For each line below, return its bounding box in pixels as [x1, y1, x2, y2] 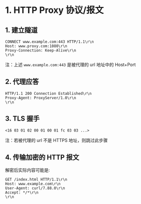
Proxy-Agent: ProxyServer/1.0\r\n [5, 95, 77, 100]
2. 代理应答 [5, 77, 39, 86]
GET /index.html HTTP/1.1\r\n [5, 177, 68, 182]
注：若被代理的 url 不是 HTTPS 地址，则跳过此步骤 [5, 137, 108, 143]
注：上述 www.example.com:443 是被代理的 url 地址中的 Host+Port [5, 62, 136, 68]
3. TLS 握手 [5, 115, 40, 123]
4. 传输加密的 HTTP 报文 [5, 153, 80, 162]
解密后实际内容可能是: [5, 167, 50, 173]
